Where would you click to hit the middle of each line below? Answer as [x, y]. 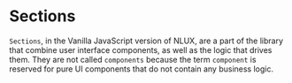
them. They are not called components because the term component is [133, 59]
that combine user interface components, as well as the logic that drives [141, 49]
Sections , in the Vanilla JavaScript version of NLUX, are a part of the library [146, 41]
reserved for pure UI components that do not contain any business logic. [142, 69]
